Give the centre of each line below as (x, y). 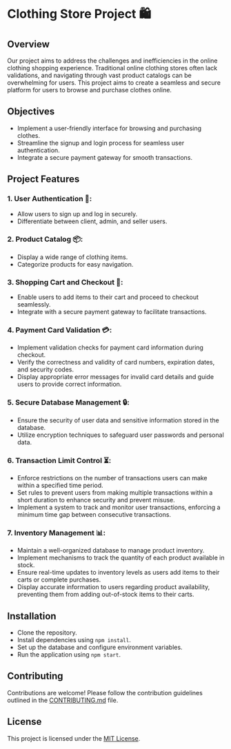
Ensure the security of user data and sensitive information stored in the (118, 420)
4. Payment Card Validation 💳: (60, 330)
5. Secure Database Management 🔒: (68, 402)
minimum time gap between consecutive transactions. (94, 514)
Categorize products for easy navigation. (75, 264)
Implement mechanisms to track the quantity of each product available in (121, 558)
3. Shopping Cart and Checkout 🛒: (65, 282)
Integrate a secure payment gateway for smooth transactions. (105, 157)
